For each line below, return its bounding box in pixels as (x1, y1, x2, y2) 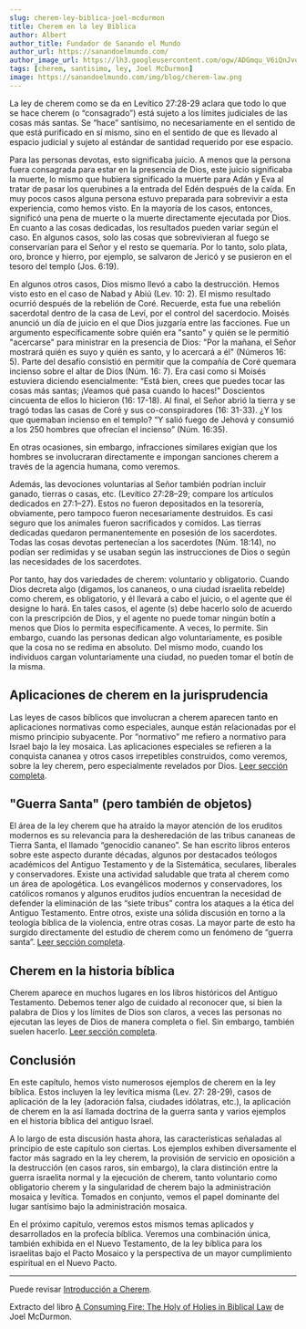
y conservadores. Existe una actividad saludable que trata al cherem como (9, 868, 290, 880)
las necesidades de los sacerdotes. (9, 555, 142, 566)
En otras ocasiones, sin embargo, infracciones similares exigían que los (9, 441, 278, 452)
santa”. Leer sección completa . (9, 937, 126, 948)
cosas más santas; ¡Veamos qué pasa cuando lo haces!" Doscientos (9, 385, 266, 396)
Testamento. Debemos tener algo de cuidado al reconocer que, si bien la (9, 997, 282, 1008)
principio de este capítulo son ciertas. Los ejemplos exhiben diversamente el (9, 1143, 297, 1154)
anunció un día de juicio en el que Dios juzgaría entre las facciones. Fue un (9, 317, 291, 328)
